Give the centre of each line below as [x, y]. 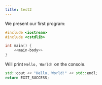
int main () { [18, 46]
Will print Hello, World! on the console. [45, 64]
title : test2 [18, 10]
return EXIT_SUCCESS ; [27, 78]
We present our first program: [35, 23]
